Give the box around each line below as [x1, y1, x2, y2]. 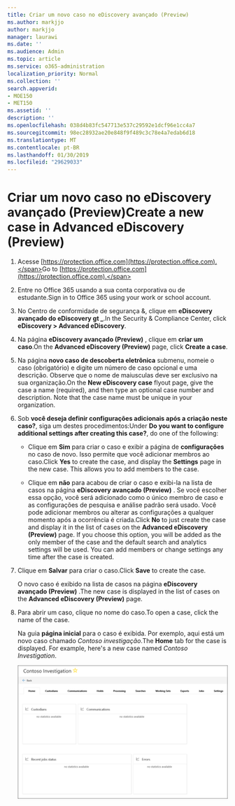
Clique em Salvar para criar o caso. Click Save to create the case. [17, 566, 206, 575]
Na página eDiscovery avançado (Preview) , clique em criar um [17, 336, 204, 344]
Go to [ [41, 265, 62, 273]
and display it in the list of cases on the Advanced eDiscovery [27, 523, 208, 531]
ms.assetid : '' [7, 107, 52, 115]
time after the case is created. [27, 553, 114, 561]
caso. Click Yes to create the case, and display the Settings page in [27, 458, 222, 466]
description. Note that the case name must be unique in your [17, 394, 192, 402]
